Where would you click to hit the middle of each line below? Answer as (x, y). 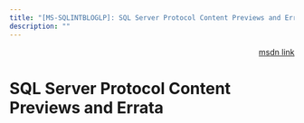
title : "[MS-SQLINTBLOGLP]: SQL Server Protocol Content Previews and (145, 18)
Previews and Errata (87, 107)
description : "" (40, 26)
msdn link (276, 52)
